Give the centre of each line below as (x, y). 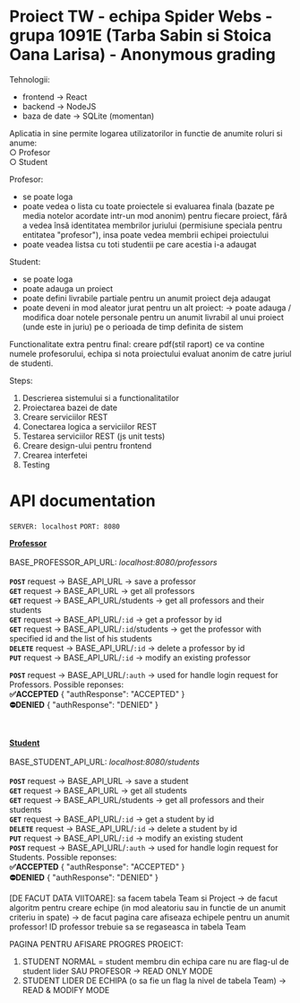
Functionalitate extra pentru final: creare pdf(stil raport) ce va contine (137, 344)
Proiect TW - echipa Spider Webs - (141, 17)
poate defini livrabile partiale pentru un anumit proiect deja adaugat (146, 298)
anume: (23, 143)
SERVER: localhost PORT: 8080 (65, 527)
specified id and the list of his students (81, 638)
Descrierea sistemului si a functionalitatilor (100, 397)
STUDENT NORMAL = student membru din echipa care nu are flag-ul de (155, 961)
